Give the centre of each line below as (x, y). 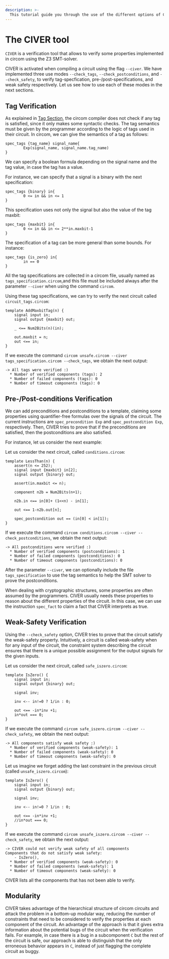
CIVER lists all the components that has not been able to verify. (70, 880)
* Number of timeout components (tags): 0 (55, 383)
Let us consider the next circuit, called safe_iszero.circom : (66, 665)
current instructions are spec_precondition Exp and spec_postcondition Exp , (84, 422)
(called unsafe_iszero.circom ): (37, 771)
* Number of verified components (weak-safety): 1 (64, 748)
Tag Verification (31, 106)
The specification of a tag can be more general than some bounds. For (78, 243)
